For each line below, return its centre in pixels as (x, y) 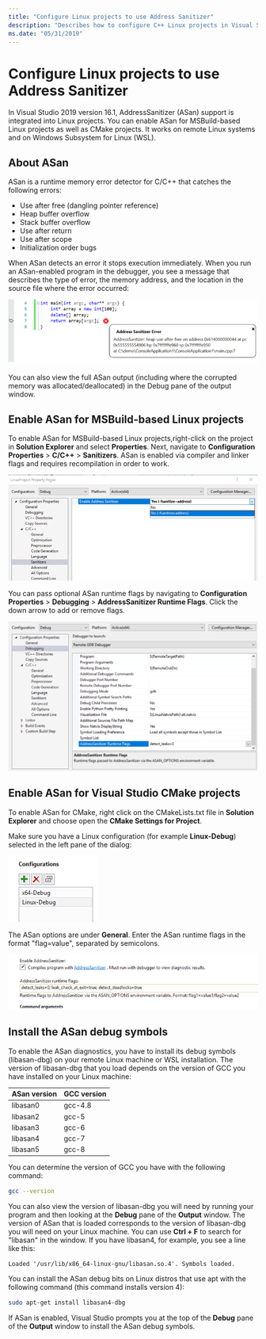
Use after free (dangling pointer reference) (89, 205)
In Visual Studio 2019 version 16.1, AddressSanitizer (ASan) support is (121, 113)
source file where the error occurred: (68, 289)
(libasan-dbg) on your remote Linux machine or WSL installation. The (121, 1059)
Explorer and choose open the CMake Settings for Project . (105, 821)
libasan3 (25, 1127)
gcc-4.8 (78, 1105)
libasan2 (25, 1116)
